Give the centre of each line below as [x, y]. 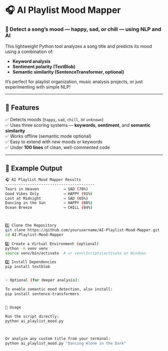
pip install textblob [28, 267]
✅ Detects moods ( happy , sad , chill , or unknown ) [54, 120]
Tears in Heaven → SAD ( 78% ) [47, 189]
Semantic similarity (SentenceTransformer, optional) [68, 72]
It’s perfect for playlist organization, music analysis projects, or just [74, 82]
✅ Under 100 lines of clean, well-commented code [57, 147]
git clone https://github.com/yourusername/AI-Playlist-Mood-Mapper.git [82, 230]
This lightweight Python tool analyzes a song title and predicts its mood [79, 47]
